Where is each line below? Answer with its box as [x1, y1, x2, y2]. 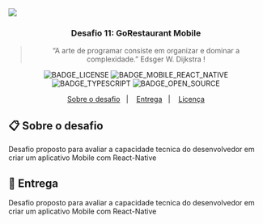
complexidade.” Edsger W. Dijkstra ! [86, 54, 206, 64]
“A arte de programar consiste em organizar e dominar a [52, 46, 240, 56]
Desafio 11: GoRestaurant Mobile [70, 27, 201, 39]
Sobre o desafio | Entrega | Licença [67, 95, 205, 104]
